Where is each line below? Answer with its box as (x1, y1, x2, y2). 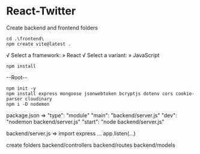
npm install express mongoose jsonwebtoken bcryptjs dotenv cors (6, 90, 173, 97)
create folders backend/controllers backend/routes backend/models (6, 141, 175, 149)
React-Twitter (6, 4, 76, 18)
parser (6, 96, 23, 102)
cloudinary (25, 96, 52, 102)
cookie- (175, 90, 195, 97)
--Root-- (6, 73, 28, 81)
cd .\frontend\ (6, 35, 44, 42)
